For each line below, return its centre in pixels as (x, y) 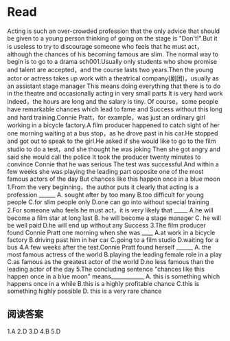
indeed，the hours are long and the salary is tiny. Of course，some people (113, 101)
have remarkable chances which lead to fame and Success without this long (115, 109)
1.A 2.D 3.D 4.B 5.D (34, 331)
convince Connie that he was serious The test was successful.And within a (113, 164)
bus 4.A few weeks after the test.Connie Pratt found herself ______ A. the (109, 247)
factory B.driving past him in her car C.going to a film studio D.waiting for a (113, 240)
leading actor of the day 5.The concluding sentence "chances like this (106, 269)
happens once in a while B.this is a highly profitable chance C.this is (103, 283)
